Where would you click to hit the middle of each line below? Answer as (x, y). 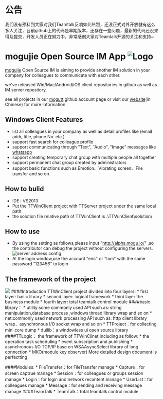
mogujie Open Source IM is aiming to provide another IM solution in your (78, 70)
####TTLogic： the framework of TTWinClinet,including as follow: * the (77, 336)
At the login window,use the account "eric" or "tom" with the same (79, 259)
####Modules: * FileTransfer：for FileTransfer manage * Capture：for (75, 367)
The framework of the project (51, 279)
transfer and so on (31, 174)
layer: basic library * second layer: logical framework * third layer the (74, 297)
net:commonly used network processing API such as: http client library (76, 318)
